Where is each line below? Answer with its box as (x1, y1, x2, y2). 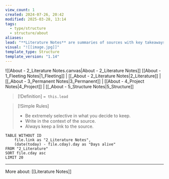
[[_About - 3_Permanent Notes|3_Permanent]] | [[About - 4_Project (5, 78, 144, 84)
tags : (5, 21, 17, 27)
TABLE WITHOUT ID (5, 133, 42, 138)
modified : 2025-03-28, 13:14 (5, 17, 66, 22)
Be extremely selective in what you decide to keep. (25, 113, 131, 119)
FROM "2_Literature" (5, 146, 49, 151)
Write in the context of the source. (25, 118, 96, 124)
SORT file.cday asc (5, 151, 46, 156)
